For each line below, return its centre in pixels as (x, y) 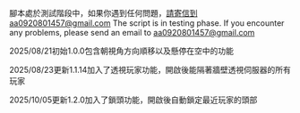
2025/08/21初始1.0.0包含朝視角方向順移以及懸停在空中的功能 (122, 51)
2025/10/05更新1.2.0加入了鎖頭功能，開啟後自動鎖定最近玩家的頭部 (133, 100)
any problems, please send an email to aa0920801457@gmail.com (132, 32)
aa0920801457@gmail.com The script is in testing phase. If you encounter (147, 23)
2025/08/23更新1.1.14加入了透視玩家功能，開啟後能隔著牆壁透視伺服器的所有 (150, 70)
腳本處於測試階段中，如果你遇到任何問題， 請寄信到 (103, 13)
